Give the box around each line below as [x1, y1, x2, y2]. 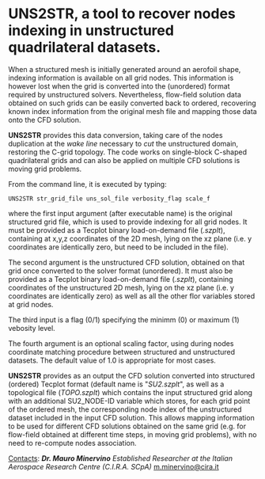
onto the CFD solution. [8, 115, 81, 124]
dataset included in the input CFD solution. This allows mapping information [8, 412, 255, 422]
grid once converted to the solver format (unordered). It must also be [8, 266, 233, 276]
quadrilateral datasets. [8, 39, 161, 56]
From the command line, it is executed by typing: [8, 179, 168, 188]
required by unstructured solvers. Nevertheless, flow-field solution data [8, 89, 241, 99]
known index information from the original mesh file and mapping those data [8, 106, 257, 116]
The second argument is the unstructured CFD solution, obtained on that [8, 257, 245, 267]
